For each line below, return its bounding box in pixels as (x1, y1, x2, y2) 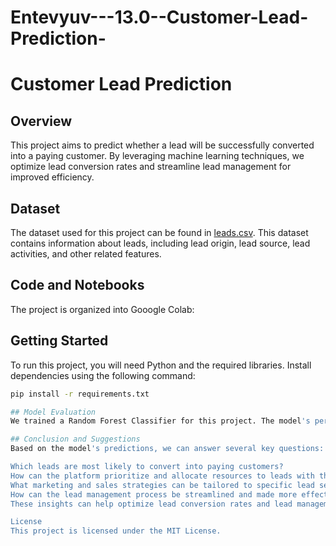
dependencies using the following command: (10, 369, 196, 381)
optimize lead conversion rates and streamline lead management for (10, 161, 292, 173)
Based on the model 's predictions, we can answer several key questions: (10, 444, 325, 454)
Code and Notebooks (10, 277, 145, 294)
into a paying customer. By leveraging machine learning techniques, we (10, 150, 305, 162)
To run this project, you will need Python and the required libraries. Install (10, 359, 312, 371)
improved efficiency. (10, 171, 95, 183)
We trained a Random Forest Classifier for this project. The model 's (10, 416, 311, 426)
